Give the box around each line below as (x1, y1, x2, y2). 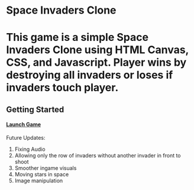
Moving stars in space (14, 170, 69, 178)
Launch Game (6, 121, 41, 128)
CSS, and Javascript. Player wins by (6, 56, 187, 69)
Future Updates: (6, 134, 46, 141)
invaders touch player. (6, 81, 119, 95)
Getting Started (6, 104, 64, 114)
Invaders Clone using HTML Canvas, (6, 43, 189, 57)
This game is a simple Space (6, 31, 149, 44)
